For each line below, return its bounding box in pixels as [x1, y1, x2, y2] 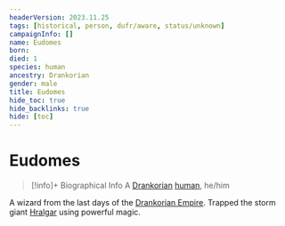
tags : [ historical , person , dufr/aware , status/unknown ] [9, 21, 225, 30]
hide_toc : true [9, 95, 66, 105]
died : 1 [9, 54, 38, 63]
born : [9, 46, 29, 55]
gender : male [9, 79, 58, 88]
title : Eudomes [9, 87, 66, 96]
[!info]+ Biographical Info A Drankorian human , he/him [30, 180, 230, 191]
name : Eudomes [9, 37, 62, 47]
